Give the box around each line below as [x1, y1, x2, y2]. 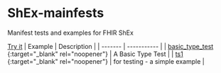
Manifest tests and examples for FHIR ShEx [7, 28, 134, 37]
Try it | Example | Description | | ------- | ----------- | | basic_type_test [7, 42, 214, 50]
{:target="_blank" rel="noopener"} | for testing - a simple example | [7, 57, 205, 65]
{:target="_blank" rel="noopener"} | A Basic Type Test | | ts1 [7, 50, 183, 58]
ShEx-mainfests [7, 5, 104, 21]
